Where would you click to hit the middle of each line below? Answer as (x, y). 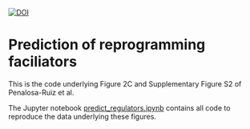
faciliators (43, 62)
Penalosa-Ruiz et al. (41, 92)
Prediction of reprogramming (107, 45)
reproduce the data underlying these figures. (82, 116)
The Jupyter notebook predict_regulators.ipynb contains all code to (119, 107)
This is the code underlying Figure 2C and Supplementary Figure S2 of (125, 83)
